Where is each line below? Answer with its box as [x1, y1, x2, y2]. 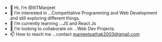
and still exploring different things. [9, 15, 81, 21]
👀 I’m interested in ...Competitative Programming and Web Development [9, 10, 158, 16]
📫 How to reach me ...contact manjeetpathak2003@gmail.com [9, 31, 140, 37]
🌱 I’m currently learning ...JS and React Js [9, 20, 96, 26]
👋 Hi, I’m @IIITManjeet [9, 5, 56, 10]
